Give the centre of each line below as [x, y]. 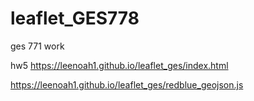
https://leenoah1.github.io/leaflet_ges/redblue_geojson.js [127, 84]
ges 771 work [37, 46]
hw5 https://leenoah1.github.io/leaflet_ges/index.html [119, 65]
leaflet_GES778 [75, 18]
